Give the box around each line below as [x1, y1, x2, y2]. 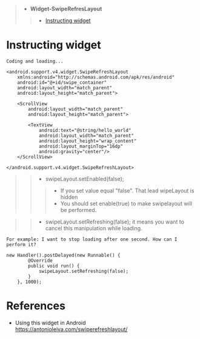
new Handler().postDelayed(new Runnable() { [6, 252, 121, 258]
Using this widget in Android [15, 319, 86, 326]
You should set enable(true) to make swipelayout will [60, 200, 193, 207]
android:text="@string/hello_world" [38, 127, 132, 133]
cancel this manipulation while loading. [45, 224, 142, 231]
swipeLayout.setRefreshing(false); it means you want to [45, 218, 185, 225]
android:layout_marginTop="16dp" [38, 143, 123, 149]
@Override [28, 258, 53, 264]
